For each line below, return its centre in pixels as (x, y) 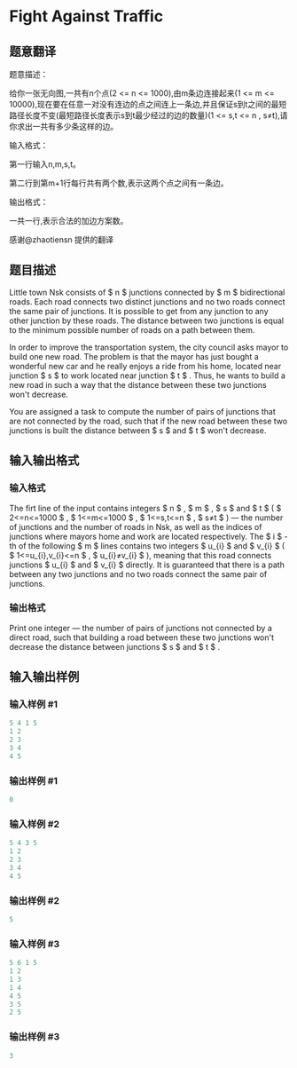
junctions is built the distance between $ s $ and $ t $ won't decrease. (138, 430)
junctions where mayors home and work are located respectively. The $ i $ (146, 536)
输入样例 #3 (35, 944)
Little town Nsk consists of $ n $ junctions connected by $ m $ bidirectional (147, 292)
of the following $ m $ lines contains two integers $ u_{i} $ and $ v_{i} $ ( (152, 546)
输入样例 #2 (35, 824)
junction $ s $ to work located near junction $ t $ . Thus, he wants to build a (148, 376)
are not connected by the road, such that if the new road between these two (148, 421)
